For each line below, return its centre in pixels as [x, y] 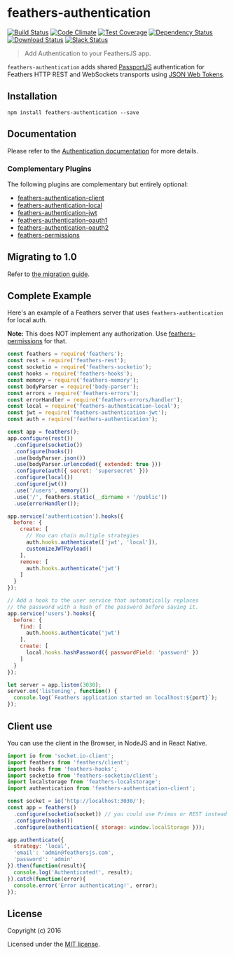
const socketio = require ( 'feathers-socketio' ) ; [80, 367]
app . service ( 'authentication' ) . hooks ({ [66, 516]
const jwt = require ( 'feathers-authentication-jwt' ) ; [88, 413]
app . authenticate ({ [36, 840]
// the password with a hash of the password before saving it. [103, 607]
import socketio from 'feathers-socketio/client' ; [83, 776]
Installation [32, 96]
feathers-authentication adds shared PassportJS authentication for [106, 67]
